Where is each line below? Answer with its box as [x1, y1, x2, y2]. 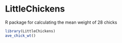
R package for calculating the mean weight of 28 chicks [5, 19, 117, 25]
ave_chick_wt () [5, 33, 36, 38]
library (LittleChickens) [5, 29, 56, 33]
